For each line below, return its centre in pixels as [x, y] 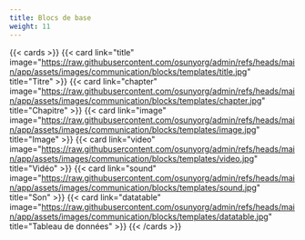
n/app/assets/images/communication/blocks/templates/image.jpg [133, 129]
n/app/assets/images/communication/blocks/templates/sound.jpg [133, 187]
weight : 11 [30, 26]
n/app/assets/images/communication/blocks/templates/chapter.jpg [136, 100]
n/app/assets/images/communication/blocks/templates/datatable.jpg [139, 216]
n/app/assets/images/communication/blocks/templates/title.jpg [128, 71]
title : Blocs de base [51, 18]
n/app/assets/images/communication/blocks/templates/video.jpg [132, 158]
